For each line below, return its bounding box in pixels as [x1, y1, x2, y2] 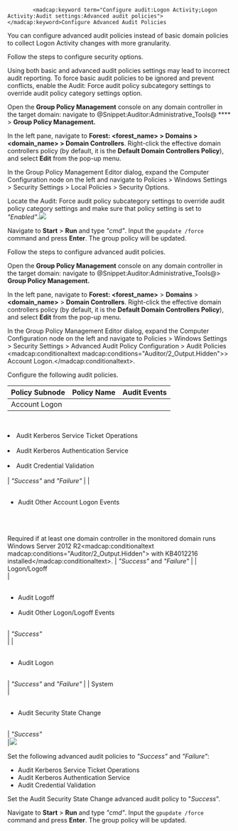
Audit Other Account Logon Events [17, 498, 120, 507]
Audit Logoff [17, 593, 55, 602]
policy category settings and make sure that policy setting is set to [7, 204, 202, 213]
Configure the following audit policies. [7, 370, 119, 379]
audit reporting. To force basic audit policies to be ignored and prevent [7, 74, 215, 82]
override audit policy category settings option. [7, 89, 143, 98]
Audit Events [122, 387, 167, 397]
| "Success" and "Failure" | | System [7, 680, 114, 688]
